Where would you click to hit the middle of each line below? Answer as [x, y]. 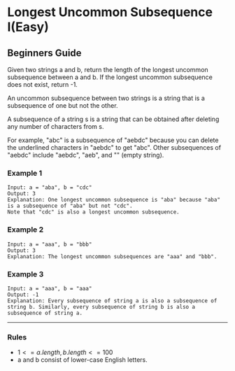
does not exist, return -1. [43, 84]
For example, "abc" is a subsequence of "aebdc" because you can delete [113, 140]
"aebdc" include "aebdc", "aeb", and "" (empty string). [86, 155]
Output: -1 [23, 295]
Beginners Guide [44, 53]
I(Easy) [28, 27]
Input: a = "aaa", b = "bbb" [50, 244]
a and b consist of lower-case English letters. [83, 360]
